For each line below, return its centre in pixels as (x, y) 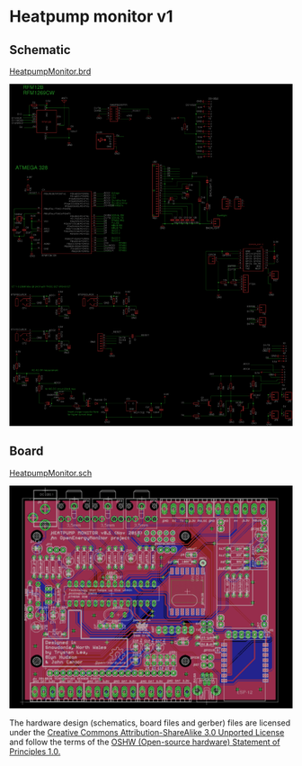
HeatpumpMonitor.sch (51, 473)
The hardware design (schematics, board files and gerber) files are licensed (150, 723)
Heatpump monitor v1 (91, 17)
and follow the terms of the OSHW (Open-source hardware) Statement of (145, 742)
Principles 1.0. (35, 752)
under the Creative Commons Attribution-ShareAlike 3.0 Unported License (147, 733)
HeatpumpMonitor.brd (50, 71)
